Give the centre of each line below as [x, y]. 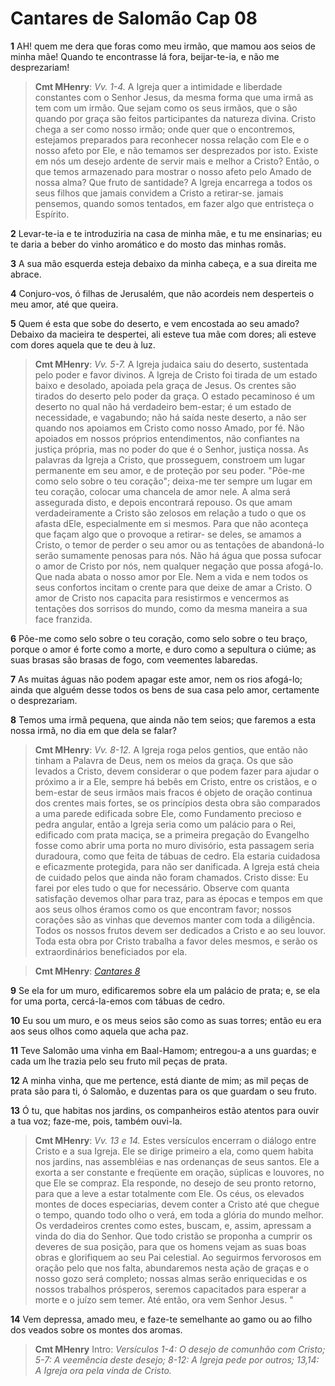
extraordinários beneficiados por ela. [111, 951]
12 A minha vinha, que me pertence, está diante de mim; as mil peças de [159, 1080]
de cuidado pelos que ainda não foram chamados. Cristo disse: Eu [171, 877]
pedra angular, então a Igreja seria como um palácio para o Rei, [165, 824]
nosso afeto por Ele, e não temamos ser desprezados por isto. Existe [176, 150]
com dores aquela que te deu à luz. [83, 344]
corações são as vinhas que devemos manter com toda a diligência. [174, 919]
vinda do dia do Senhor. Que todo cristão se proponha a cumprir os [173, 1236]
